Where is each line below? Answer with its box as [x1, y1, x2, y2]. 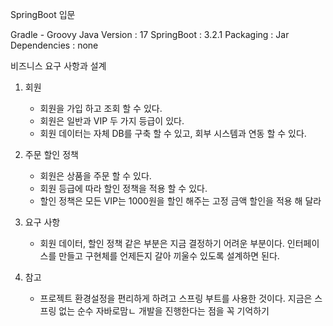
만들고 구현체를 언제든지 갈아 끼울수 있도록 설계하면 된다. [58, 250, 280, 262]
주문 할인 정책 [24, 149, 79, 160]
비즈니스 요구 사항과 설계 [10, 60, 107, 72]
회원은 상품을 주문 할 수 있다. [39, 170, 152, 182]
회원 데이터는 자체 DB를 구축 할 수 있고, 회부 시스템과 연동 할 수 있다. [39, 128, 307, 139]
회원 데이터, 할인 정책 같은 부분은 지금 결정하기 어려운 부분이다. [39, 238, 285, 249]
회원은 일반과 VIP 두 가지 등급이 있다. [39, 115, 185, 127]
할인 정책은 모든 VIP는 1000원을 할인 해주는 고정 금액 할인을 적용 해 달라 [39, 195, 322, 207]
